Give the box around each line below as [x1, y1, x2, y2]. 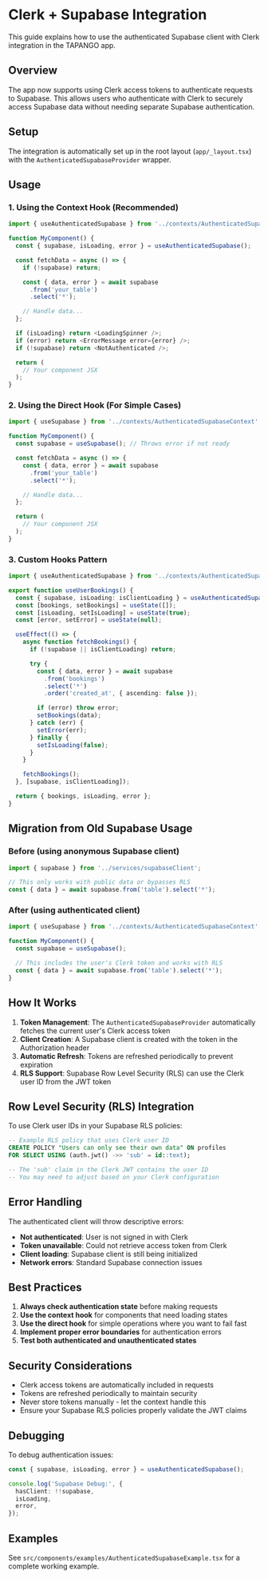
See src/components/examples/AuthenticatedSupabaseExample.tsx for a [8, 1553, 241, 1563]
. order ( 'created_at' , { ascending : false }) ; [43, 690, 198, 698]
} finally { [29, 734, 69, 742]
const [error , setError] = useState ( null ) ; [15, 616, 162, 624]
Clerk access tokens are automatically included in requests [19, 1380, 214, 1390]
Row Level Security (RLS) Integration [8, 1100, 195, 1113]
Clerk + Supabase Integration [8, 6, 207, 24]
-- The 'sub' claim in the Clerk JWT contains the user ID [8, 1165, 209, 1174]
